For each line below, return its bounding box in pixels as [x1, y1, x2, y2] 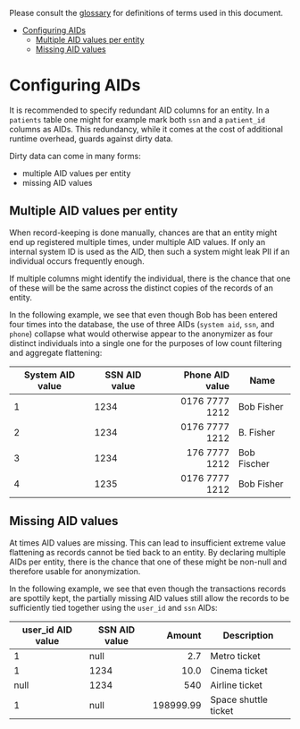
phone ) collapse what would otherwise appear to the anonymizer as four [9, 328, 273, 339]
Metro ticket [209, 649, 261, 662]
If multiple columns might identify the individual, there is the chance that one [9, 273, 291, 284]
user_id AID [21, 623, 73, 636]
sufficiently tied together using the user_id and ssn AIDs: [9, 602, 218, 613]
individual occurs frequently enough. [9, 255, 145, 267]
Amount [166, 629, 202, 641]
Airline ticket [209, 679, 263, 691]
